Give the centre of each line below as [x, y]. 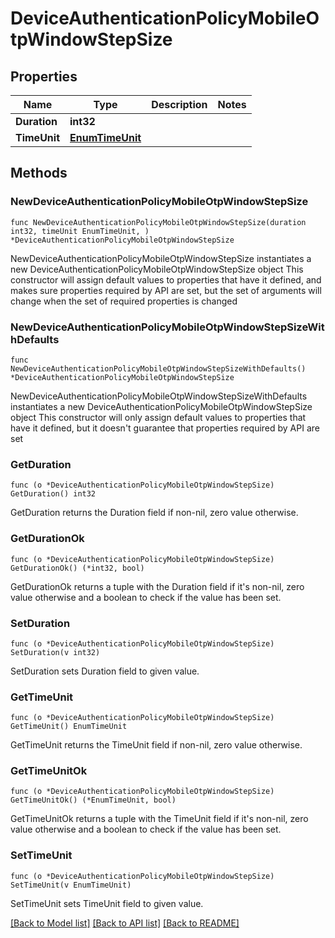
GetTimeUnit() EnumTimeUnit [69, 727]
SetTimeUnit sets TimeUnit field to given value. [107, 903]
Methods [39, 173]
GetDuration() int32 [53, 494]
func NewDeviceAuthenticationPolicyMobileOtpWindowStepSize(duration [158, 222]
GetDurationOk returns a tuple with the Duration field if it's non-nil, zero [157, 586]
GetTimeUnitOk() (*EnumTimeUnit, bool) [93, 800]
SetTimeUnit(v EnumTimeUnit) [71, 885]
